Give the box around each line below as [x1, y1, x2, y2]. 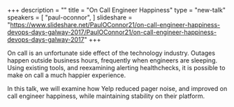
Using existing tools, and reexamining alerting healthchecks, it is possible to [7, 64, 226, 72]
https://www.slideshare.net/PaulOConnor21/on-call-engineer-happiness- [10, 21, 221, 28]
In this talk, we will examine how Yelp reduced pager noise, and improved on [7, 85, 228, 92]
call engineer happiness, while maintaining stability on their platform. [7, 92, 205, 100]
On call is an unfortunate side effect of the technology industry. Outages [7, 49, 215, 57]
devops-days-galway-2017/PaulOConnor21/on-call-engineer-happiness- [7, 28, 217, 36]
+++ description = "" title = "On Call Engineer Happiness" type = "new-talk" [7, 6, 226, 14]
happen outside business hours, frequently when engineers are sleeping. [7, 56, 218, 65]
